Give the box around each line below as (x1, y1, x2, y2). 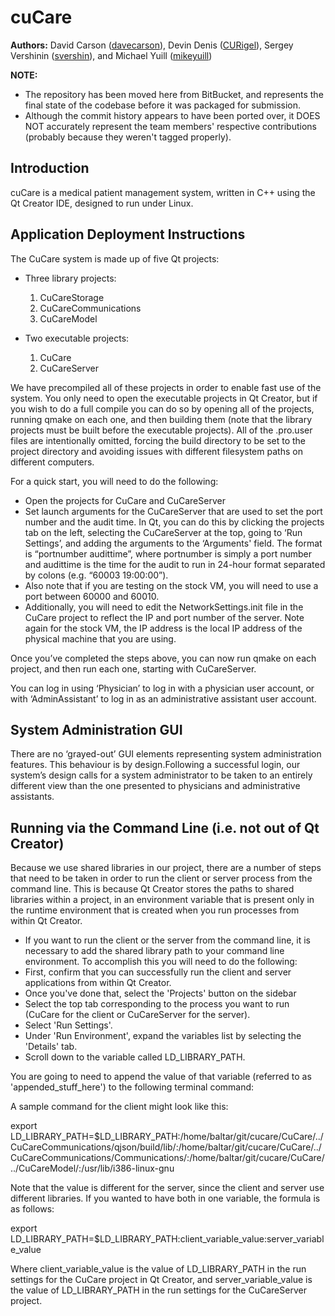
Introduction (10, 160, 90, 177)
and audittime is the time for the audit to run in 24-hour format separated (24, 558, 326, 570)
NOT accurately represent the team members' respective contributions (24, 120, 317, 132)
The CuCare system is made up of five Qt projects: (10, 252, 220, 265)
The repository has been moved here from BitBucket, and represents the (24, 88, 324, 100)
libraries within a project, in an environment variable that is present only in (10, 894, 315, 906)
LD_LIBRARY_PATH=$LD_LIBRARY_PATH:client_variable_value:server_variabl (10, 1233, 325, 1245)
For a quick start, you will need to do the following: (10, 475, 219, 487)
